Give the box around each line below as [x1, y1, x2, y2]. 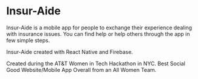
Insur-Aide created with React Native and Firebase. [6, 48, 133, 55]
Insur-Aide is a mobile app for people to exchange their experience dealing [6, 24, 192, 31]
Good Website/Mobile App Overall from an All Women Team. [6, 66, 157, 73]
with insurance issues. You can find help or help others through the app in [6, 30, 190, 37]
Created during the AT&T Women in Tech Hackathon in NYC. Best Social [6, 60, 186, 67]
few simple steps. [6, 37, 50, 44]
